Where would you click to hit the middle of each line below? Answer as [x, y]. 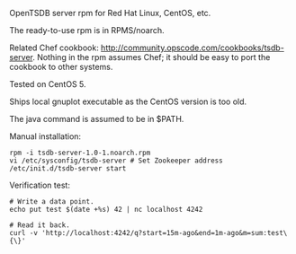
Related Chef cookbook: [54, 48]
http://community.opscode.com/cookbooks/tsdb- [193, 48]
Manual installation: [45, 136]
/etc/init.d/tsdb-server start [68, 169]
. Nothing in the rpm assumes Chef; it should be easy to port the [152, 57]
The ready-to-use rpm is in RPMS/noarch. [87, 30]
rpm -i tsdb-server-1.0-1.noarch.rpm [80, 153]
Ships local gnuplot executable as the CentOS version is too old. [128, 101]
